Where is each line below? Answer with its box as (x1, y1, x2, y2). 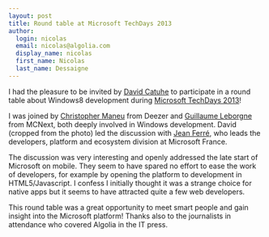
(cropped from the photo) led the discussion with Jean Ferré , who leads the (8, 128, 261, 138)
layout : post (8, 11, 53, 20)
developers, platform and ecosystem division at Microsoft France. (8, 137, 228, 146)
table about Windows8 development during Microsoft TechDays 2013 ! (8, 95, 241, 105)
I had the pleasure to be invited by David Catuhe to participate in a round (8, 87, 251, 96)
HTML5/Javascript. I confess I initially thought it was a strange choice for (8, 178, 253, 188)
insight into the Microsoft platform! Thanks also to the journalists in (8, 211, 232, 221)
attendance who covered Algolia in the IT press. (8, 219, 169, 229)
